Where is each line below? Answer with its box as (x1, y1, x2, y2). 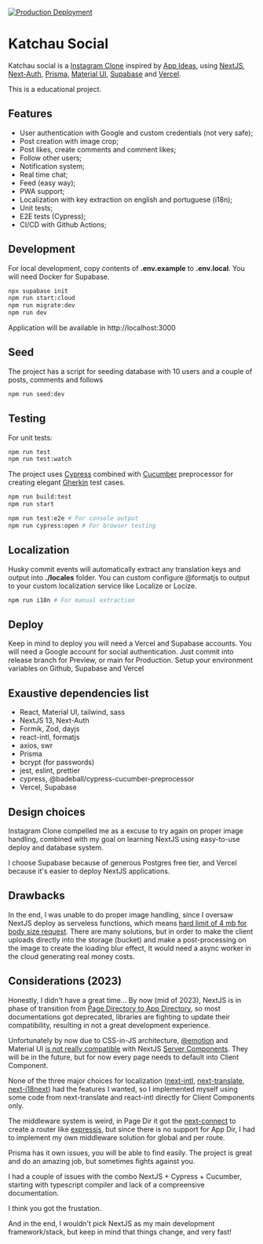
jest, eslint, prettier (19, 766, 81, 775)
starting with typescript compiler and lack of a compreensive (8, 1180, 206, 1189)
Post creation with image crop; (19, 136, 119, 145)
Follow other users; (19, 153, 82, 163)
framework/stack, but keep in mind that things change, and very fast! (8, 1227, 232, 1236)
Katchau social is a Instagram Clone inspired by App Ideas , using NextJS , (8, 60, 246, 70)
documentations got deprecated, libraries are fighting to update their (8, 1012, 230, 1021)
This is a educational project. (8, 84, 102, 93)
